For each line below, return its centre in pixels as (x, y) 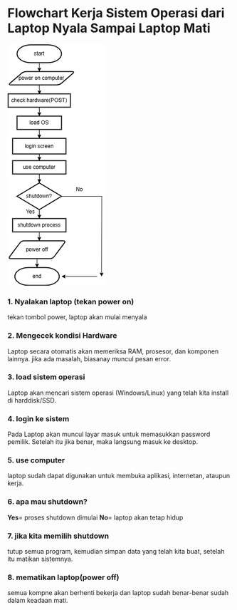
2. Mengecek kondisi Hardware (62, 336)
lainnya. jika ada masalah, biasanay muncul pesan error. (89, 358)
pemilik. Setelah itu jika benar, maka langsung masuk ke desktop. (103, 442)
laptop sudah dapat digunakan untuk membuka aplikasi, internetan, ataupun (119, 476)
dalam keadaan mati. (38, 601)
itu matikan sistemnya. (40, 559)
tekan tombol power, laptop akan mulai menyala (77, 317)
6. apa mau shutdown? (47, 502)
